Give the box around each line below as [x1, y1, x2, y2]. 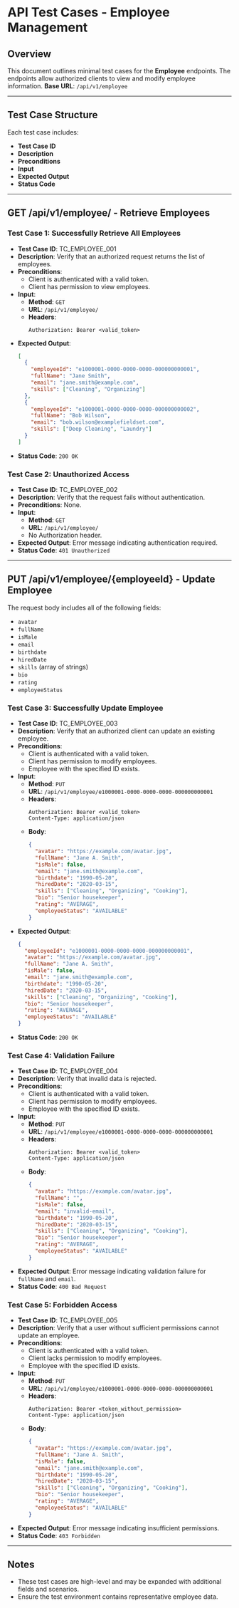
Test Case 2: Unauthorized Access [7, 469, 129, 479]
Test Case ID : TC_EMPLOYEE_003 [17, 719, 118, 728]
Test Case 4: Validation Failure [7, 1050, 115, 1060]
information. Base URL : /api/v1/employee [7, 82, 128, 90]
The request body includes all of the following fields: [7, 603, 161, 612]
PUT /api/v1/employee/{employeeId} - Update [7, 573, 216, 585]
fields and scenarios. [17, 1585, 80, 1594]
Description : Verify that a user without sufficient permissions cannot [17, 1324, 219, 1332]
